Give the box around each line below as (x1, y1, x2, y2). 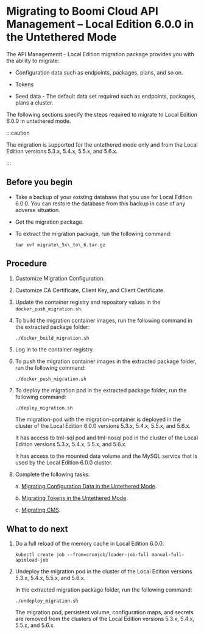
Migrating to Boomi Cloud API (6, 4, 158, 18)
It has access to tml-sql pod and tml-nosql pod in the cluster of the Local (15, 434, 199, 441)
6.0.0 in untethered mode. (6, 117, 71, 125)
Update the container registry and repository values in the (15, 298, 161, 306)
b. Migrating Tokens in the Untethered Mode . (15, 494, 128, 502)
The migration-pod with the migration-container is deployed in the (15, 416, 181, 423)
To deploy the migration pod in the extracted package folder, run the (15, 386, 187, 394)
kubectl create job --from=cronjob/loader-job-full (15, 552, 149, 558)
